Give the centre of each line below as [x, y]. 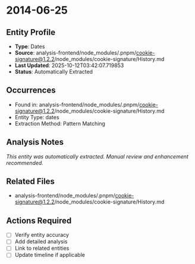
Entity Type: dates [37, 117]
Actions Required [39, 220]
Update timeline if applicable [50, 255]
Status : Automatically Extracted [54, 71]
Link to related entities [42, 248]
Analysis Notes [35, 142]
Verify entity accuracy [42, 235]
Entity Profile [31, 32]
